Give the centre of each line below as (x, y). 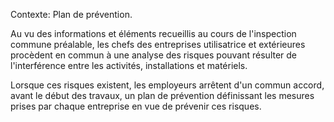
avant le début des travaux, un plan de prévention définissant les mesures (162, 95)
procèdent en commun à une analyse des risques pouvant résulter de (154, 55)
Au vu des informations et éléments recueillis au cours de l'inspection (153, 33)
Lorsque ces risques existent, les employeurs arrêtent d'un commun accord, (167, 85)
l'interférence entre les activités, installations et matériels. (129, 65)
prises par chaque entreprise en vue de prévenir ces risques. (136, 106)
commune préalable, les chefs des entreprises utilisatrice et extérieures (158, 44)
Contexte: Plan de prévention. (71, 14)
